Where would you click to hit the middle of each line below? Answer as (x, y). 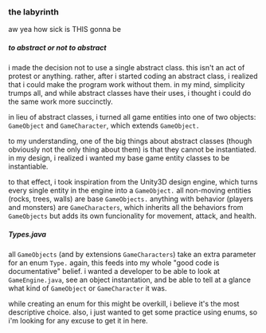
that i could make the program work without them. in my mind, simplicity (127, 85)
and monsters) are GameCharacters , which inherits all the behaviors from (126, 208)
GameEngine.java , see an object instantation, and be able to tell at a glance (129, 280)
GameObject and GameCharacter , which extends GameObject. (104, 125)
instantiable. (28, 167)
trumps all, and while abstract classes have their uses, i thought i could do (130, 93)
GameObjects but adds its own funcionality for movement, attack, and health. (133, 216)
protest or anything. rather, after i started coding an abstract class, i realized (133, 76)
